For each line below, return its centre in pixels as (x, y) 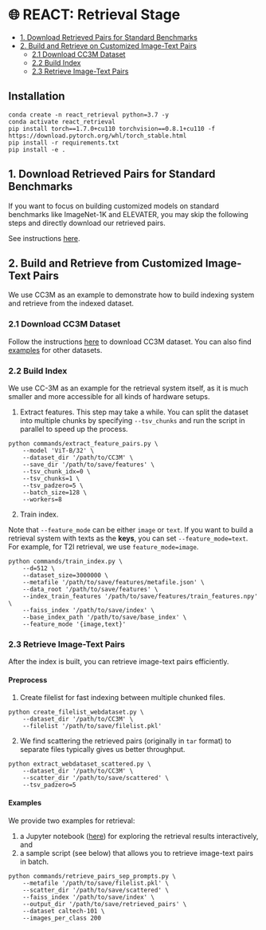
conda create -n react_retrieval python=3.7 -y (89, 115)
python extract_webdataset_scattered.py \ (80, 764)
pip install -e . (37, 149)
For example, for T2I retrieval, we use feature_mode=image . (104, 546)
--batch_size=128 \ (55, 493)
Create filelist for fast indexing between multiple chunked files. (122, 698)
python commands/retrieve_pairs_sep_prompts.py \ (92, 876)
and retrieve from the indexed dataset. (71, 303)
